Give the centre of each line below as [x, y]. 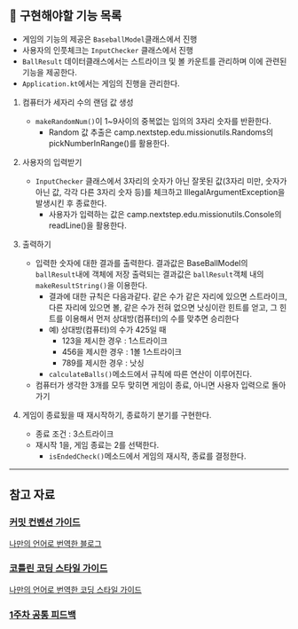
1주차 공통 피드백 [43, 615]
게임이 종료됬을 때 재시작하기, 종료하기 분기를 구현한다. [117, 414]
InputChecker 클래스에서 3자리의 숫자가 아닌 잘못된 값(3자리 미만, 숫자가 [161, 181]
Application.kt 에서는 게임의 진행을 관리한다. [101, 83]
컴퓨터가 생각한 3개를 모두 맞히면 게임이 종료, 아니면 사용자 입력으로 [153, 385]
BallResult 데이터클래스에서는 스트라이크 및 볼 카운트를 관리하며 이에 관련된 [154, 61]
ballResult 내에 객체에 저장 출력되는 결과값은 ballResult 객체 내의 [149, 274]
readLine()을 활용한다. [87, 225]
